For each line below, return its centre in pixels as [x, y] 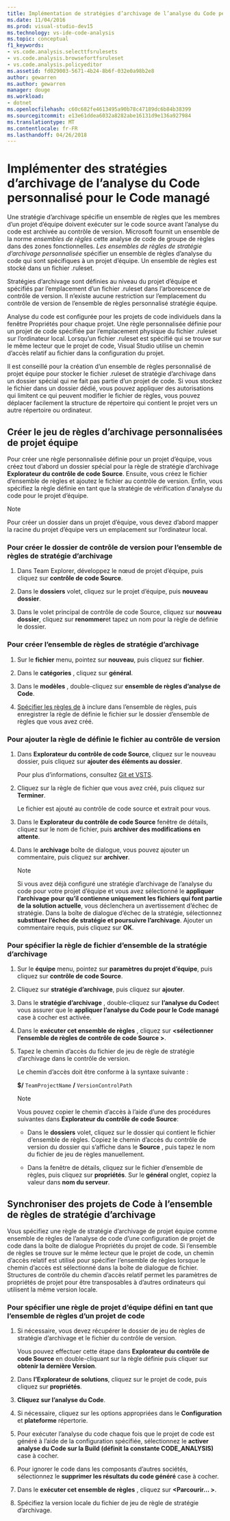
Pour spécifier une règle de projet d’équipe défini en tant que [110, 1307]
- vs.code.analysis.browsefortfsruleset [66, 58]
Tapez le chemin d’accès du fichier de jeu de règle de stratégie [106, 1051]
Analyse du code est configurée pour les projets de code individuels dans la [114, 317]
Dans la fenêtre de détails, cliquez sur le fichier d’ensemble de [115, 1168]
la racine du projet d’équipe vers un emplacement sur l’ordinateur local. [107, 529]
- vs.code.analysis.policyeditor [55, 65]
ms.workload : [26, 97]
